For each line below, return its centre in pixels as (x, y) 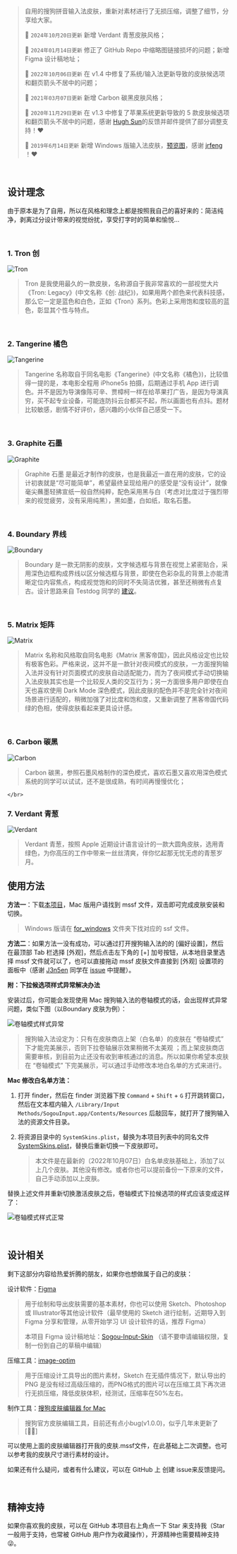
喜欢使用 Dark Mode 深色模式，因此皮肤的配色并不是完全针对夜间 (132, 690)
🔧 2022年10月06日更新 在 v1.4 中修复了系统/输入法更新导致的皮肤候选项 (125, 74)
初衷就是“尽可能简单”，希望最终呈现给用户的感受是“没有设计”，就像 (129, 483)
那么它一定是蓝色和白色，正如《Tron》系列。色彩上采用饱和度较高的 (124, 301)
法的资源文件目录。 (45, 1122)
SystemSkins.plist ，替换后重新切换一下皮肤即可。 (90, 1146)
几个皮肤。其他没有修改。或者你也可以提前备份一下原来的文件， (134, 1170)
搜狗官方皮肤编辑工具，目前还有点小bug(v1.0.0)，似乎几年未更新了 (121, 1423)
